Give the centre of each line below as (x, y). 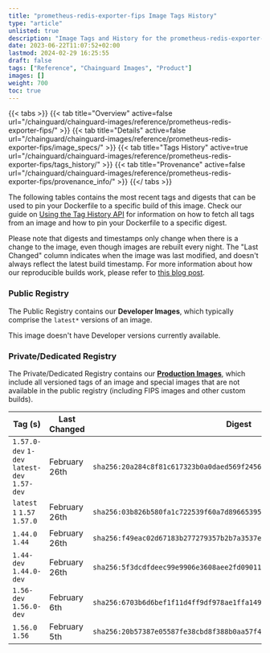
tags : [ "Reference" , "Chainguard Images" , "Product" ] (100, 68)
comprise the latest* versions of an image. (80, 319)
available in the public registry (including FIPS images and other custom (127, 390)
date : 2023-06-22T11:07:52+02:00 (64, 46)
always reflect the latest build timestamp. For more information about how (131, 264)
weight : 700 (28, 83)
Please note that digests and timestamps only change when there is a (123, 239)
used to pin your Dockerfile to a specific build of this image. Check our (125, 206)
